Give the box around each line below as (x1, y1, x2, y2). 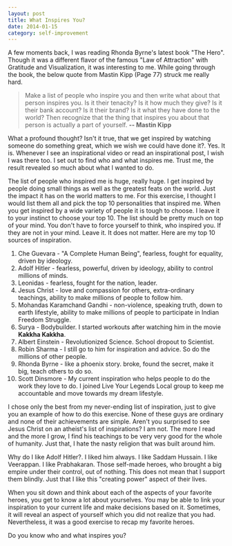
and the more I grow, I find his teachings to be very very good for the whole (8, 432, 223, 441)
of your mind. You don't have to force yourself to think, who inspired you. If (8, 221, 222, 229)
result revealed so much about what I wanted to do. (8, 164, 155, 172)
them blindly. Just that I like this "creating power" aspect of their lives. (8, 475, 207, 484)
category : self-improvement (8, 29, 89, 37)
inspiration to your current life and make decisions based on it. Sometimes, (8, 503, 221, 511)
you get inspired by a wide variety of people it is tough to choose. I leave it (8, 206, 220, 215)
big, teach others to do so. (17, 367, 93, 376)
